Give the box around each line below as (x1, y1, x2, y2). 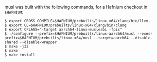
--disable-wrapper (19, 40, 57, 45)
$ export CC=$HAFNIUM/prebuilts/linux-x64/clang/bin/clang (4, 23, 127, 28)
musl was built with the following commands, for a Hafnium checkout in (4, 4, 148, 10)
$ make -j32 (4, 44, 29, 49)
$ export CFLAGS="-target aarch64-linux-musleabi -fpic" (4, 27, 122, 32)
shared (4, 40, 18, 45)
